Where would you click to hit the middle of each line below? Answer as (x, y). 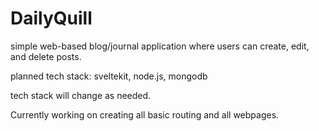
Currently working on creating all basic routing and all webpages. (145, 114)
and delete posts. (46, 56)
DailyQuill (51, 18)
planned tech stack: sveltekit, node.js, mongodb (109, 76)
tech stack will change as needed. (81, 95)
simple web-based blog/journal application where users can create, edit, (160, 46)
